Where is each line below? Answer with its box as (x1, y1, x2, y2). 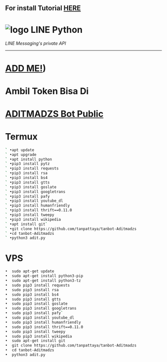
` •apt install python (5, 157, 52, 162)
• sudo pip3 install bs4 (5, 292, 59, 297)
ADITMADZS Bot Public (5, 108, 103, 119)
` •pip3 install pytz (5, 162, 50, 167)
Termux (5, 131, 38, 143)
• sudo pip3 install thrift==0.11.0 (5, 324, 83, 330)
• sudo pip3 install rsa (5, 287, 59, 292)
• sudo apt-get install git (5, 339, 66, 344)
